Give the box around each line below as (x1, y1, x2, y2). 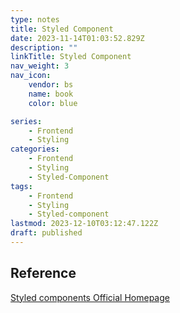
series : (10, 116, 43, 126)
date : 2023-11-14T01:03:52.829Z (10, 33, 145, 43)
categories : (10, 144, 60, 155)
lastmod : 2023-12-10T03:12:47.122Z (10, 219, 159, 229)
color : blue (28, 98, 78, 108)
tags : (10, 181, 33, 191)
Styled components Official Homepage (10, 291, 170, 303)
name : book (28, 89, 74, 99)
